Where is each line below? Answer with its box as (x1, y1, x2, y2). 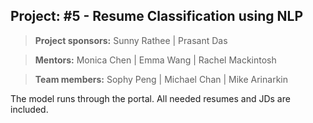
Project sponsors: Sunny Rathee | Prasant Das (34, 34, 228, 46)
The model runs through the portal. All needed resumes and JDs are (10, 92, 291, 104)
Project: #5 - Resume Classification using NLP (10, 8, 303, 25)
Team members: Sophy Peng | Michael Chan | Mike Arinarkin (34, 73, 288, 85)
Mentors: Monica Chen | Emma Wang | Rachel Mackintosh (34, 54, 277, 66)
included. (10, 103, 49, 115)
